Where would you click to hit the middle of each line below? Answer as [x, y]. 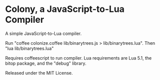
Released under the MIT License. [39, 73]
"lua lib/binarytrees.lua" [29, 48]
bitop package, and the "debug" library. [46, 63]
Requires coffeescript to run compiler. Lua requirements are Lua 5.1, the [79, 58]
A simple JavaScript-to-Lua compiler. [43, 33]
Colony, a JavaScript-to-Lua [65, 9]
